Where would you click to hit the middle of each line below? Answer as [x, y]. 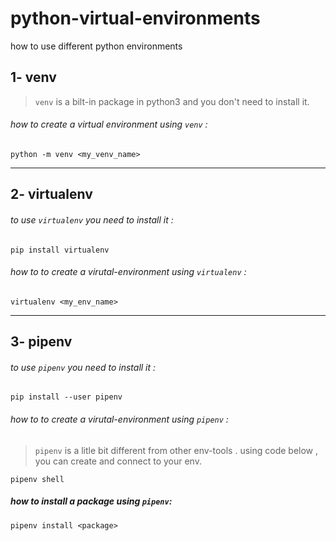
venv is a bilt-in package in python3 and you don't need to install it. [172, 101]
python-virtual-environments [135, 18]
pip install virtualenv [60, 250]
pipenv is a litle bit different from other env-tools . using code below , [176, 450]
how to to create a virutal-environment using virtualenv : [128, 272]
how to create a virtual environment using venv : [109, 124]
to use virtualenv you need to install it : [92, 219]
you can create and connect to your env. [118, 461]
